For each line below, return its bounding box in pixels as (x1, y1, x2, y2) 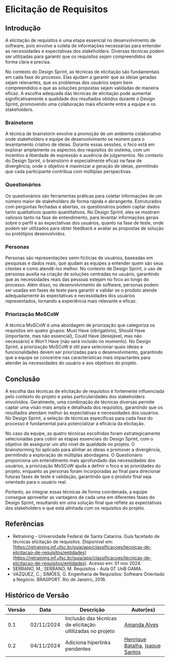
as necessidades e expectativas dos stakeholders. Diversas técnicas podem (5, 48, 164, 54)
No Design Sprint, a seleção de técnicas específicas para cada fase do (5, 415, 153, 421)
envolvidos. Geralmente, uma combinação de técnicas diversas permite (5, 399, 155, 405)
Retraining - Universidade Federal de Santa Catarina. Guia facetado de (12, 533, 160, 539)
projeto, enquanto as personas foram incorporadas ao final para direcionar (5, 468, 161, 474)
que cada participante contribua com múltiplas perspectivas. (5, 169, 132, 175)
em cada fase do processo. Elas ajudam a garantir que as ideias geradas (5, 74, 157, 80)
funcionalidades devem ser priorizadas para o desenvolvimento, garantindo (5, 349, 163, 355)
